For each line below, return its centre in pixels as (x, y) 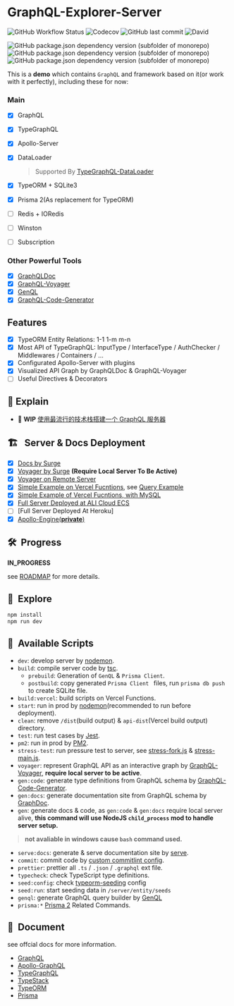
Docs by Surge (39, 463)
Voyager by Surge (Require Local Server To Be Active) (97, 471)
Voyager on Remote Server (57, 479)
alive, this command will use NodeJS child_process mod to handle (115, 818)
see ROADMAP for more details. (54, 577)
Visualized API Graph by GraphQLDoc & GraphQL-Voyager (102, 371)
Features (27, 323)
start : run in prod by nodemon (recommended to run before (104, 705)
